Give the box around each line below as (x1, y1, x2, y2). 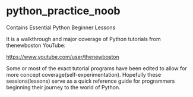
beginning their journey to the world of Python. (6, 83, 121, 90)
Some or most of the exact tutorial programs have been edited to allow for (6, 64, 187, 72)
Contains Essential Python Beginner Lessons (6, 24, 116, 31)
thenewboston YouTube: (6, 42, 66, 49)
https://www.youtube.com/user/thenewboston (6, 53, 120, 60)
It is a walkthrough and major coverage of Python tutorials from (6, 35, 162, 42)
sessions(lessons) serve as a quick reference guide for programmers (6, 77, 175, 85)
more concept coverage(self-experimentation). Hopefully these (6, 71, 162, 78)
